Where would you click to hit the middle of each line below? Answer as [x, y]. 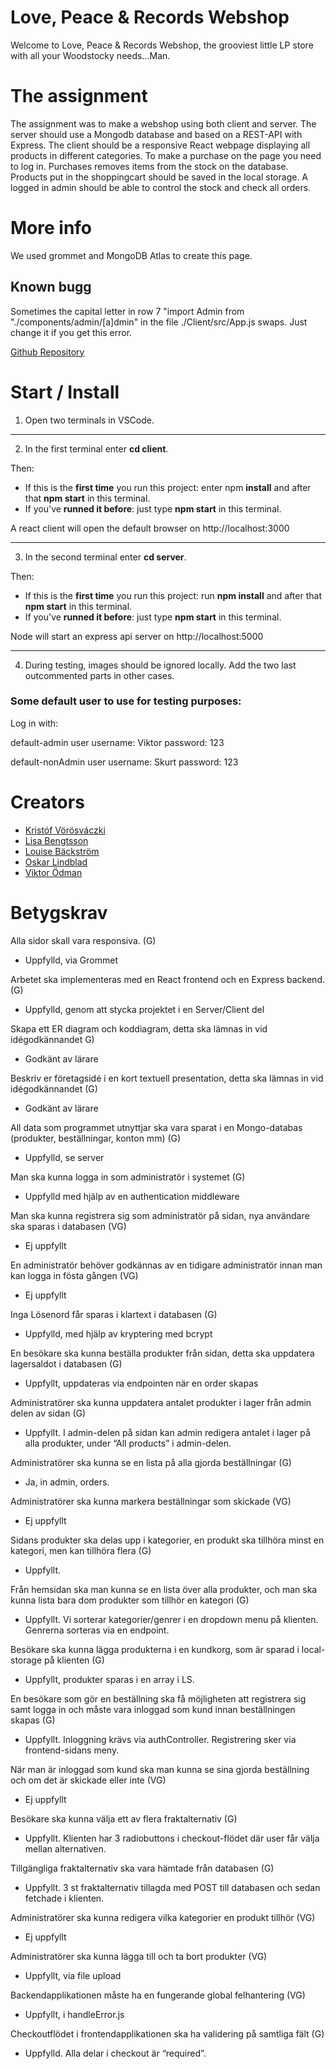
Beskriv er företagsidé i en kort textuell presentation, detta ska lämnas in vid [167, 1078]
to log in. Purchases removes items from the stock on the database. [149, 166]
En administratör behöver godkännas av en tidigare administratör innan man [166, 1265]
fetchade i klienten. [64, 1898]
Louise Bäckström [62, 851]
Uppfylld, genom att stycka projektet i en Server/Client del [144, 1009]
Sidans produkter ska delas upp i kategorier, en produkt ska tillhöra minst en [167, 1540]
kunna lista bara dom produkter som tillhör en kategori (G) [130, 1600]
